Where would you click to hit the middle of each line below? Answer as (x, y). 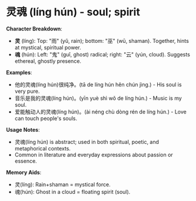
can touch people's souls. (46, 118)
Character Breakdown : (34, 29)
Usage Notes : (23, 129)
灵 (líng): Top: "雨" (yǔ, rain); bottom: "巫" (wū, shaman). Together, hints (102, 41)
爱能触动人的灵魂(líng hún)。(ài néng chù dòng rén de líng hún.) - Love (100, 112)
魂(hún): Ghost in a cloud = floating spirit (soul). (72, 192)
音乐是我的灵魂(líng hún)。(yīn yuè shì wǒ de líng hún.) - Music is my (98, 98)
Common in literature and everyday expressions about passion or (94, 155)
